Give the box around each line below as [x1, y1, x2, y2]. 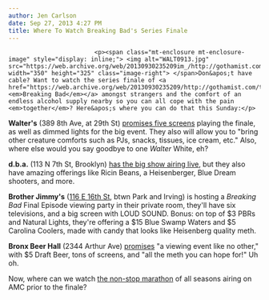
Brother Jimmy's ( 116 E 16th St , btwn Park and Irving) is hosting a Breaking [8, 192, 256, 202]
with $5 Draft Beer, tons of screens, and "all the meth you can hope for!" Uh [8, 250, 259, 260]
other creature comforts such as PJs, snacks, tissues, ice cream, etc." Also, [8, 135, 257, 145]
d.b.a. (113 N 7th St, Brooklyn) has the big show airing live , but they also [8, 159, 246, 169]
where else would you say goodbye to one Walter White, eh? [8, 144, 209, 154]
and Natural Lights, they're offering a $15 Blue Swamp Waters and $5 [8, 218, 236, 227]
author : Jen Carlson [8, 11, 78, 20]
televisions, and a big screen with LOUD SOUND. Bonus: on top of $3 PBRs [8, 209, 256, 218]
